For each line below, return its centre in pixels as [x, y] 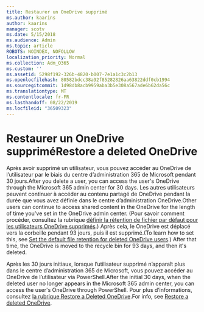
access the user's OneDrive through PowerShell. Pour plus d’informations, [100, 290]
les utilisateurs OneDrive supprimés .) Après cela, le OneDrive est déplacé [98, 227]
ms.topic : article [30, 46]
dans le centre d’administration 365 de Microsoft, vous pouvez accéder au [100, 271]
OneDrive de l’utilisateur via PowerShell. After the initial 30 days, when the [98, 277]
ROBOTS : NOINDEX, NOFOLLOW [40, 52]
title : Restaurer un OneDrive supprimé [57, 12]
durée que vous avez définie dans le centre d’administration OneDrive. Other [101, 200]
